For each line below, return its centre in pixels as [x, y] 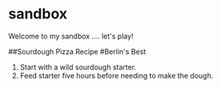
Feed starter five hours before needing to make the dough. [117, 75]
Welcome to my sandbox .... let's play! [71, 36]
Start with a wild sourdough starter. [78, 67]
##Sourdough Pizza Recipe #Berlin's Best [77, 51]
